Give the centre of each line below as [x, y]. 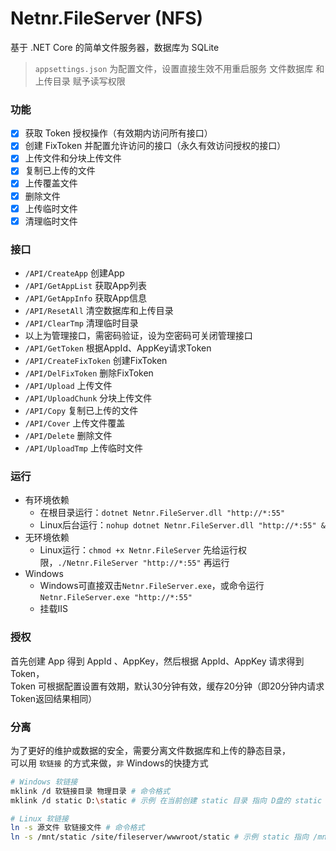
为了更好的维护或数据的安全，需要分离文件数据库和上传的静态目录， [150, 750]
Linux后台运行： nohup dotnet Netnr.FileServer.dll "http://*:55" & [182, 525]
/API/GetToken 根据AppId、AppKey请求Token [118, 348]
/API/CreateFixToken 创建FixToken [96, 361]
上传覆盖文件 [51, 183]
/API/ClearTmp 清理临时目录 [81, 323]
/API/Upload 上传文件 [68, 386]
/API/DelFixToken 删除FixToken [89, 373]
